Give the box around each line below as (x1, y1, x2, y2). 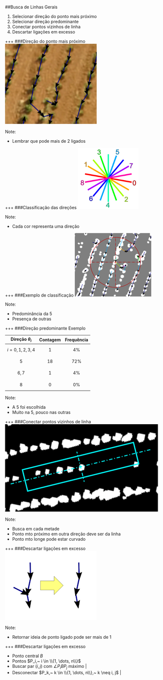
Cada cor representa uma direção (12, 223, 80, 229)
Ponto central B (12, 653, 43, 659)
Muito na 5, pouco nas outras (12, 410, 71, 415)
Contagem (39, 337, 61, 343)
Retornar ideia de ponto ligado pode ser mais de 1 (12, 634, 112, 640)
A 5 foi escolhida (12, 404, 46, 410)
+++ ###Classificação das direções (5, 204, 77, 210)
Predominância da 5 (12, 311, 52, 317)
